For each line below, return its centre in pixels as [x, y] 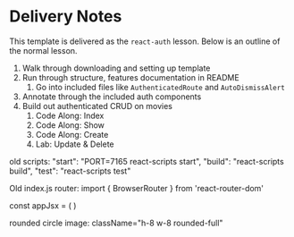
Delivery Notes [66, 17]
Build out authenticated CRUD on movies [97, 106]
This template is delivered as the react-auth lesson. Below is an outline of [145, 41]
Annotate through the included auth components [112, 97]
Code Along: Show [70, 125]
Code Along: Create [72, 134]
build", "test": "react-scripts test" [70, 171]
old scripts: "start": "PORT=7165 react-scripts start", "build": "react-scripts [147, 161]
